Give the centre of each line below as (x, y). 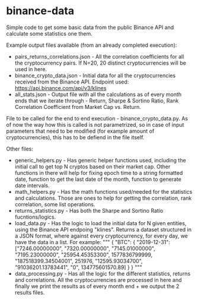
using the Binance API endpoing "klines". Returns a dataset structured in (103, 229)
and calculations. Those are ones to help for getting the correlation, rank (103, 198)
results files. (30, 292)
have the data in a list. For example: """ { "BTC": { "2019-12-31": (92, 242)
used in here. (31, 69)
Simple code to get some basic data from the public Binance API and (90, 27)
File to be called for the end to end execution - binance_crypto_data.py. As (97, 118)
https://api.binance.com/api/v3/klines (60, 88)
